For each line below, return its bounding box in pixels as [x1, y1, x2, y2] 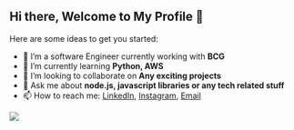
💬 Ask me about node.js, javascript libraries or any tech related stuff [22, 79, 285, 91]
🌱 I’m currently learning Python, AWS [22, 60, 164, 71]
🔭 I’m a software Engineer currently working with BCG [22, 51, 226, 62]
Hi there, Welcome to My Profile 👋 [9, 9, 204, 25]
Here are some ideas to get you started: [9, 33, 159, 44]
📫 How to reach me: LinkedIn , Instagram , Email [22, 90, 202, 101]
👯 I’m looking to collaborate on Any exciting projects [22, 70, 221, 81]
